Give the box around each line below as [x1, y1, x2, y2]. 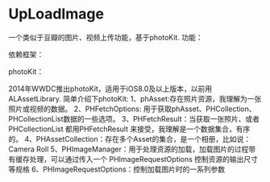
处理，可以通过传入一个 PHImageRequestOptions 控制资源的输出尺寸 [29, 154, 259, 163]
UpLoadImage [8, 5, 105, 23]
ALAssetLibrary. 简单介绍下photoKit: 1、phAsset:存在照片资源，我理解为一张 [8, 93, 262, 103]
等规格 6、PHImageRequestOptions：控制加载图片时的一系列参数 [8, 164, 226, 174]
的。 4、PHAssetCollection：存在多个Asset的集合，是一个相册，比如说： [8, 134, 251, 143]
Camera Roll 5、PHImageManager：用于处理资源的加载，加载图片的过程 [8, 144, 249, 154]
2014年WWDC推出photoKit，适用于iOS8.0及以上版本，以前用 [8, 84, 212, 93]
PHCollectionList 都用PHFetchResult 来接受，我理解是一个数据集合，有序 [8, 124, 251, 134]
